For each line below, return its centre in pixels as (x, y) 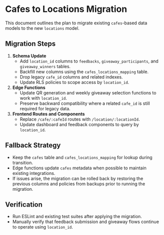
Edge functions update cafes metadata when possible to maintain (79, 168)
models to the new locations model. (42, 28)
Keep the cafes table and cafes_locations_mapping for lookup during (82, 157)
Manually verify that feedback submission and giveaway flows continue (85, 222)
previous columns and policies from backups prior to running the (79, 184)
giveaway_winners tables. (45, 66)
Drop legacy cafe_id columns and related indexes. (71, 77)
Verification (24, 204)
